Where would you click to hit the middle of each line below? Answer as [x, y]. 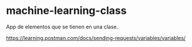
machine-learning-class [66, 11]
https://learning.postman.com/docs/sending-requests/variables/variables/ [96, 38]
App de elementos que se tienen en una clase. [62, 27]
